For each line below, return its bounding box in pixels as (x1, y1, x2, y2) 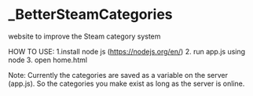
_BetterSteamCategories (8, 6, 173, 24)
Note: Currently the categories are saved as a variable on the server (8, 70, 228, 79)
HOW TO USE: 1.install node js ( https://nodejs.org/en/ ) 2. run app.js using (8, 46, 246, 56)
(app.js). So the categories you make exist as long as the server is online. (8, 79, 245, 88)
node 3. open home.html (8, 55, 88, 65)
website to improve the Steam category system (8, 31, 161, 41)
